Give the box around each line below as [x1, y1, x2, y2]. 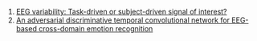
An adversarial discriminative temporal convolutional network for [15, 15, 230, 25]
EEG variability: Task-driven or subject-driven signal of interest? [15, 7, 227, 16]
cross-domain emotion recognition [39, 24, 153, 33]
